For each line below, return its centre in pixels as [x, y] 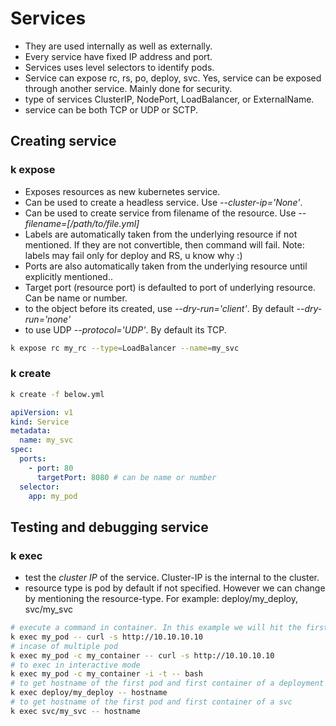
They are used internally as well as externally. [118, 46]
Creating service [63, 141]
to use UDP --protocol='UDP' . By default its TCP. [125, 329]
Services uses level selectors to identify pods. [119, 67]
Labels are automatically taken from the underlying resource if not [161, 234]
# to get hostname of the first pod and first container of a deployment [167, 683]
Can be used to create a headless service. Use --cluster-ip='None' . [163, 202]
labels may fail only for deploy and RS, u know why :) [133, 255]
